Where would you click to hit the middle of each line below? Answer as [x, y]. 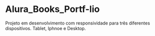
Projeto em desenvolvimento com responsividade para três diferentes [78, 23]
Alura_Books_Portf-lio [53, 9]
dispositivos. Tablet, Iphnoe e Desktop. [46, 28]
